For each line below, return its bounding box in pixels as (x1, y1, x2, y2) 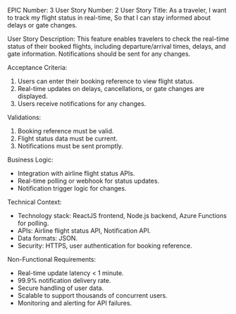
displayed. (17, 92, 48, 100)
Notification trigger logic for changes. (17, 184, 127, 193)
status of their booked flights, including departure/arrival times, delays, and (7, 42, 226, 50)
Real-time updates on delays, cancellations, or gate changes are (17, 85, 204, 92)
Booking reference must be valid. (17, 127, 114, 135)
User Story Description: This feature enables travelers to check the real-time (7, 35, 230, 43)
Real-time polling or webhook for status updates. (17, 176, 160, 185)
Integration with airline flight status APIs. (17, 169, 135, 177)
